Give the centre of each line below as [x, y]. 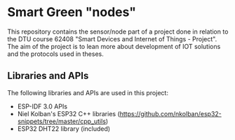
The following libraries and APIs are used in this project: [88, 92]
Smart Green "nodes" [72, 12]
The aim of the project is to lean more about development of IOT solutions [114, 46]
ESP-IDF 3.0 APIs [42, 106]
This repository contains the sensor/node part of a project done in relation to [118, 31]
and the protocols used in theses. [55, 54]
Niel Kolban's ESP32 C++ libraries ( [69, 113]
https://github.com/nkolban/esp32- [171, 113]
